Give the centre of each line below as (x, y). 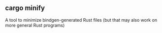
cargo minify (25, 8)
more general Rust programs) (35, 25)
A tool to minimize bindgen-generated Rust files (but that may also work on (81, 20)
